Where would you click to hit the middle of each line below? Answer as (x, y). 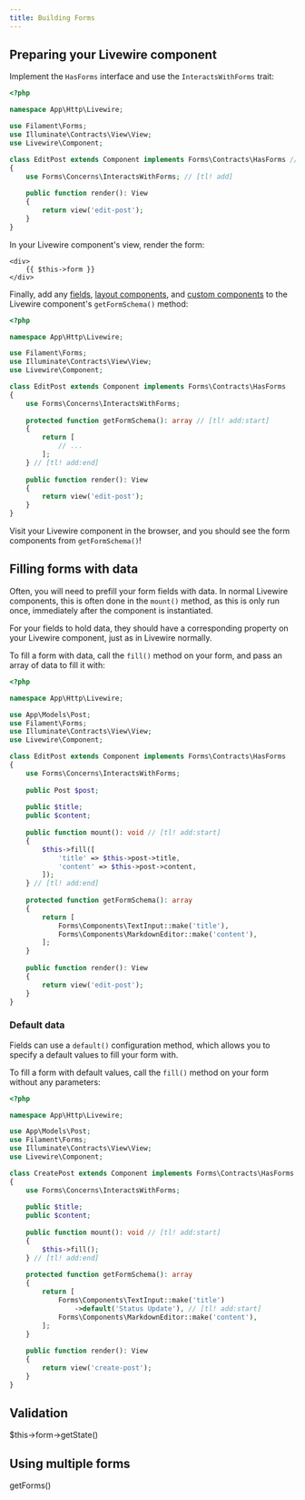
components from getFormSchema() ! (76, 541)
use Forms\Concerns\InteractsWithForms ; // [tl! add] (129, 177)
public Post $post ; (63, 790)
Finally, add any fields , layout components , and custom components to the (148, 294)
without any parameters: (55, 1082)
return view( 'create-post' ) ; (97, 1368)
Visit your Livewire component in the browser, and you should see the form (150, 531)
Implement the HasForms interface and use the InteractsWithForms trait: (142, 76)
